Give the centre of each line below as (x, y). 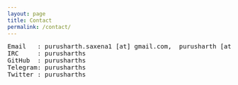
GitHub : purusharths (47, 61)
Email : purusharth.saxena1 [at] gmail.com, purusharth (112, 47)
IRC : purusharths (47, 54)
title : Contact (30, 20)
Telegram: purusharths (47, 68)
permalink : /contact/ (39, 27)
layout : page (27, 14)
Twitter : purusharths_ (49, 75)
